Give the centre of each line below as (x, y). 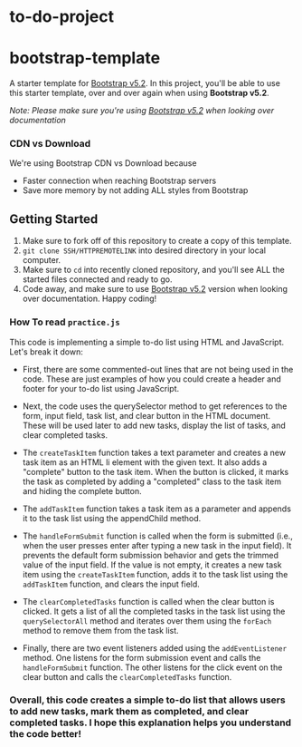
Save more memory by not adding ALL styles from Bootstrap (135, 190)
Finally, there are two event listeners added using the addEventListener (155, 648)
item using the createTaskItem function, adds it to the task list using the (155, 574)
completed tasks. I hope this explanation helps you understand (151, 723)
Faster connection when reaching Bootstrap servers (119, 181)
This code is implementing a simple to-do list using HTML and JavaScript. (147, 342)
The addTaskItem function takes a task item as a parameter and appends (157, 509)
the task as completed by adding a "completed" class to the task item (152, 481)
